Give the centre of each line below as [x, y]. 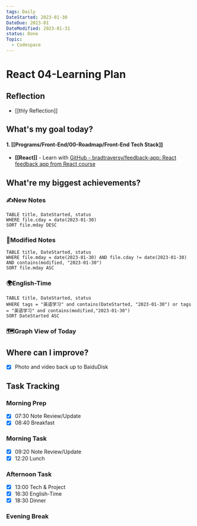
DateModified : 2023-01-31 [38, 28]
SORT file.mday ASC [30, 268]
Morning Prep [26, 403]
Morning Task [26, 438]
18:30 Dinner [30, 500]
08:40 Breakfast [34, 423]
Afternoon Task [29, 474]
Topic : [14, 39]
